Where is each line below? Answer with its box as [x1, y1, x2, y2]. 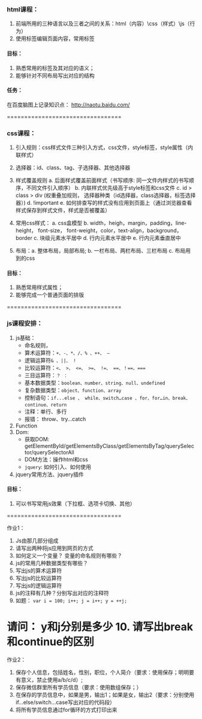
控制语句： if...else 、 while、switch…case [24, 394, 132, 401]
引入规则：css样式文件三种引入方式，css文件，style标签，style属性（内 [15, 144, 194, 151]
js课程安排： [7, 319, 43, 327]
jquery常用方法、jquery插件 [15, 471, 85, 478]
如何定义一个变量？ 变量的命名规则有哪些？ [15, 552, 122, 559]
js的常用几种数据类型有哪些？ [15, 559, 89, 566]
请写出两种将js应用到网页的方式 [15, 544, 94, 551]
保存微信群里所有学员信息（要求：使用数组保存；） [15, 684, 142, 691]
